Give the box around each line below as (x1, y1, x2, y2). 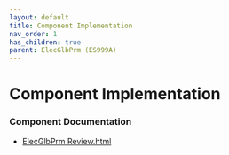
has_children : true (9, 37, 82, 47)
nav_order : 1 (9, 29, 58, 38)
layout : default (9, 12, 69, 22)
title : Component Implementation (9, 21, 133, 30)
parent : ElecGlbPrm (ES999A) (9, 46, 117, 55)
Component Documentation (9, 116, 132, 128)
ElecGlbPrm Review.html (21, 136, 112, 146)
